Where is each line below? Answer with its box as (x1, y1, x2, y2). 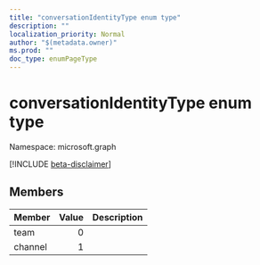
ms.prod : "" (9, 46, 53, 55)
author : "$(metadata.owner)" (9, 37, 118, 47)
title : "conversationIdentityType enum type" (9, 12, 181, 22)
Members (9, 185, 64, 200)
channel (13, 240, 47, 253)
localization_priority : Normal (9, 29, 126, 38)
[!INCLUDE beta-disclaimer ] (9, 158, 111, 170)
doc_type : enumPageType (9, 54, 98, 63)
